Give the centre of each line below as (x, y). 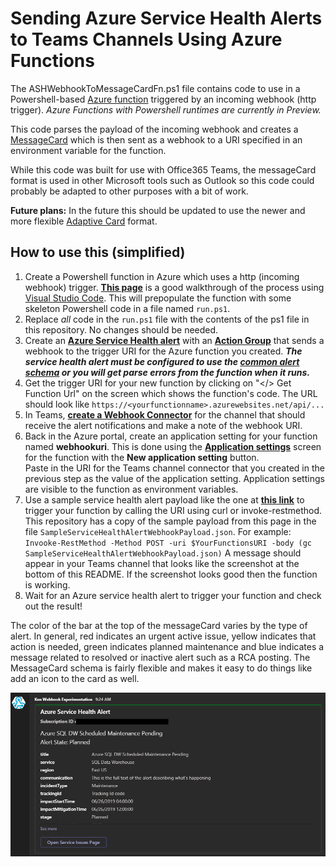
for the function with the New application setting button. (142, 457)
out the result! (53, 606)
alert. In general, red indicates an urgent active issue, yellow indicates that (163, 636)
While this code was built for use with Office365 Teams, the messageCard (163, 169)
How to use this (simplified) (98, 252)
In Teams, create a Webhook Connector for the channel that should (165, 414)
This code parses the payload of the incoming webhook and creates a (154, 129)
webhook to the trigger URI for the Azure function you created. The (163, 351)
